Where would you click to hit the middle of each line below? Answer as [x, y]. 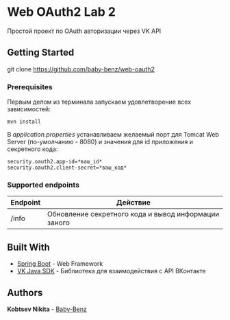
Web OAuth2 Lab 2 [62, 12]
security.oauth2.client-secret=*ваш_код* [67, 168]
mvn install [24, 122]
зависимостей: [29, 109]
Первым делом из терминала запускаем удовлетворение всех [99, 102]
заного [59, 222]
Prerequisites [30, 87]
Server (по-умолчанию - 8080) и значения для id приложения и [100, 142]
